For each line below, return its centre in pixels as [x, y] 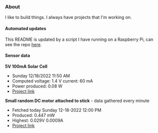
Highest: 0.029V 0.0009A [38, 120]
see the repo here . [24, 44]
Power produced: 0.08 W [37, 86]
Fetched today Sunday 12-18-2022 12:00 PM [57, 110]
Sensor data [18, 56]
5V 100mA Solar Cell [26, 66]
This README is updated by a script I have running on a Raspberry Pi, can [79, 39]
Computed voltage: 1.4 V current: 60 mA [53, 81]
